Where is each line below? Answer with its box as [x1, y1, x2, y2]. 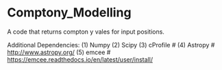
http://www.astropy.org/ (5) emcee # [7, 48, 111, 56]
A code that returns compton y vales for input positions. [7, 27, 164, 36]
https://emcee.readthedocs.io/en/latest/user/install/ [7, 55, 153, 63]
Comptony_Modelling [7, 5, 132, 21]
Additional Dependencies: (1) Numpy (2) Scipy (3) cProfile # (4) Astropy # [7, 40, 215, 49]
